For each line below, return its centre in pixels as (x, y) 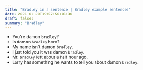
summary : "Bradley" (25, 23)
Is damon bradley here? (36, 42)
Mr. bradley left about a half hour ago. (50, 57)
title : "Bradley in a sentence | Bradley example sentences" (68, 9)
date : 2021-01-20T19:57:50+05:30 (39, 14)
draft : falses (19, 18)
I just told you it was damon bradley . (48, 52)
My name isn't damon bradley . (43, 47)
